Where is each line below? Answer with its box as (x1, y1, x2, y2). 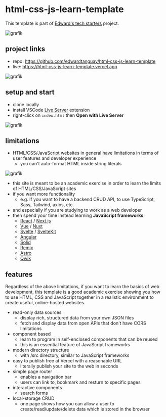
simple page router (12, 368, 52, 375)
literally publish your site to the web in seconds (20, 363, 118, 369)
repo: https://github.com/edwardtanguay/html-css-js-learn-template (12, 58, 156, 64)
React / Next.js (20, 218, 51, 224)
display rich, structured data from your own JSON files (20, 315, 134, 321)
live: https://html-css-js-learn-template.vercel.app (12, 63, 117, 69)
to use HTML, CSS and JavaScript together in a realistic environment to (5, 294, 154, 300)
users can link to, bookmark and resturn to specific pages (20, 379, 141, 385)
